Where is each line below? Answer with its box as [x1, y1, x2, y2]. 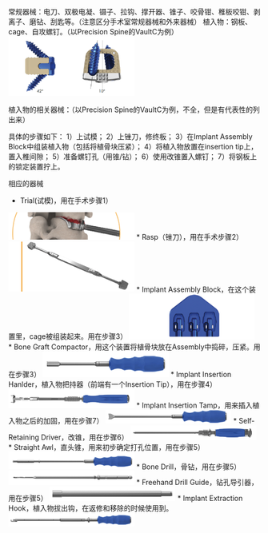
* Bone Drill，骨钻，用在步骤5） [135, 462, 242, 471]
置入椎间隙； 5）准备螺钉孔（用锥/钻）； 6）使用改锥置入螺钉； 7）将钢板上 [8, 151, 258, 161]
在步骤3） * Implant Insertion [8, 369, 232, 379]
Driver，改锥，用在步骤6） [41, 432, 129, 442]
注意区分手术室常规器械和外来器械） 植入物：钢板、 [81, 17, 252, 26]
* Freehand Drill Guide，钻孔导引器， [135, 478, 258, 487]
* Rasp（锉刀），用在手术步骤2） [135, 232, 244, 241]
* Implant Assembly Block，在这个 [135, 284, 250, 294]
